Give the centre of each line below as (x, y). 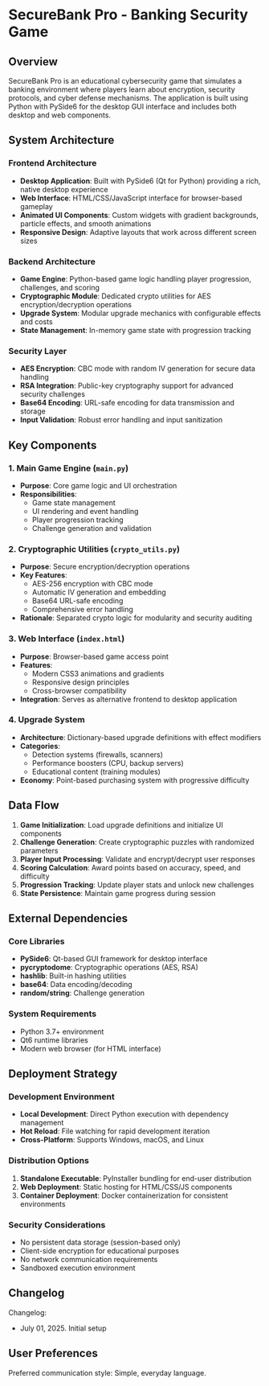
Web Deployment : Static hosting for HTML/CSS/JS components (126, 1187)
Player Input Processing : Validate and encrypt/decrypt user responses (137, 859)
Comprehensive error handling (83, 610)
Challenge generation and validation (92, 528)
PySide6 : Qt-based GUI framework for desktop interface (114, 959)
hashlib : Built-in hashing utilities (73, 976)
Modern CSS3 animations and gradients (98, 673)
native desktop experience (64, 189)
